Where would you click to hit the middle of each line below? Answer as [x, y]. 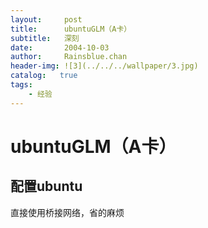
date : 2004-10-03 [60, 47]
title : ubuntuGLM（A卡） [71, 29]
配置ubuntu [46, 186]
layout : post [46, 19]
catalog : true [44, 76]
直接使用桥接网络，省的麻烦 [67, 212]
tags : [21, 85]
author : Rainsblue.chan [69, 57]
